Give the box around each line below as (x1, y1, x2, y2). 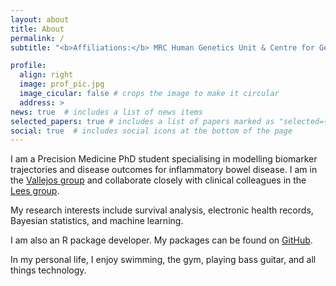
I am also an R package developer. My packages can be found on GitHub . (10, 234, 313, 246)
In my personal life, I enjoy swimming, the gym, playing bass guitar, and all (10, 254, 317, 266)
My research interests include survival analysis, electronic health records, (10, 204, 314, 216)
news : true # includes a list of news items (10, 107, 203, 117)
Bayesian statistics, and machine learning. (10, 215, 184, 227)
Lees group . (10, 185, 60, 197)
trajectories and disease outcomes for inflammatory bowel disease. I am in (10, 164, 318, 176)
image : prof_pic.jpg (19, 79, 105, 90)
